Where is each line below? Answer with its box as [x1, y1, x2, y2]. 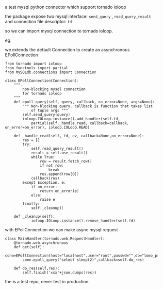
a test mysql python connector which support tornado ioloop [5, 4, 126, 10]
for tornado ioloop [22, 91, 62, 96]
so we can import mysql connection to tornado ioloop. [5, 28, 113, 33]
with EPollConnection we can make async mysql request [5, 227, 118, 232]
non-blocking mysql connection [22, 87, 86, 92]
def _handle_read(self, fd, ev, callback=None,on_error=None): [14, 133, 145, 138]
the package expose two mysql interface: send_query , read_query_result [5, 14, 151, 19]
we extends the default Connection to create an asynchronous [5, 47, 130, 52]
